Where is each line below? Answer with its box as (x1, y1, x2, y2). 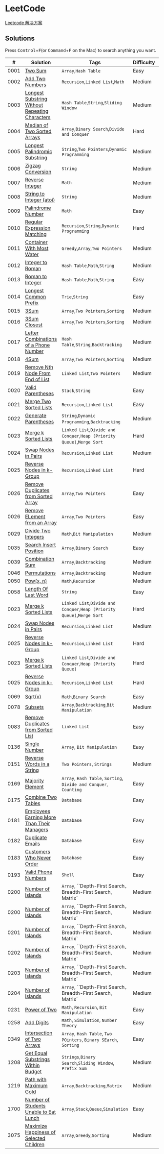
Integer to (25, 259, 47, 266)
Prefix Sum (61, 1065, 87, 1071)
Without (25, 101, 43, 108)
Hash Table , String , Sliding (61, 99, 122, 106)
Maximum (25, 1082, 48, 1089)
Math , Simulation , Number (61, 1016, 117, 1023)
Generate (25, 412, 46, 419)
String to (25, 190, 45, 197)
